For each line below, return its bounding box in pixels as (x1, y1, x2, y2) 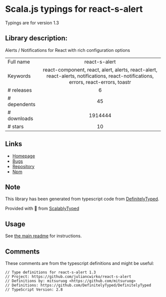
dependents (7, 101, 36, 108)
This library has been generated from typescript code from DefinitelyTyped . (5, 196, 160, 202)
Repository (12, 163, 35, 169)
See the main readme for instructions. (5, 233, 82, 239)
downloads (7, 115, 34, 122)
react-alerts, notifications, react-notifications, (46, 73, 154, 79)
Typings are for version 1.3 (5, 20, 59, 26)
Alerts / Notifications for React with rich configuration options (5, 47, 130, 53)
